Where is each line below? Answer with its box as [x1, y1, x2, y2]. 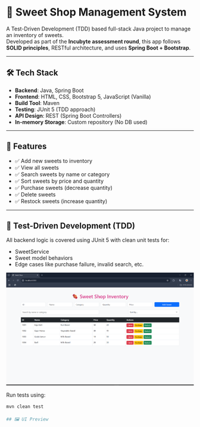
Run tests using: [6, 391, 46, 398]
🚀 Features [6, 142, 47, 152]
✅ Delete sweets [14, 191, 56, 198]
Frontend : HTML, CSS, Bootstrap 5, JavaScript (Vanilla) [14, 93, 151, 100]
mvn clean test [6, 403, 44, 410]
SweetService [14, 248, 49, 256]
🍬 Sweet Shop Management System [6, 5, 187, 19]
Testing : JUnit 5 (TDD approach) [14, 106, 96, 113]
